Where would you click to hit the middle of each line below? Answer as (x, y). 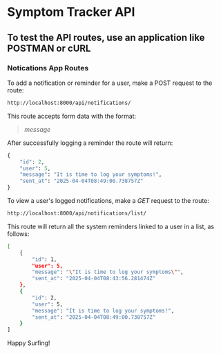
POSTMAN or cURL (49, 48)
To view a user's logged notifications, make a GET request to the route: (108, 200)
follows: (18, 234)
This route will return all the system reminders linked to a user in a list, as (111, 226)
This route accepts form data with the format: (72, 116)
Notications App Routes (48, 68)
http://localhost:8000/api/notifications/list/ (77, 213)
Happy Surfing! (29, 343)
